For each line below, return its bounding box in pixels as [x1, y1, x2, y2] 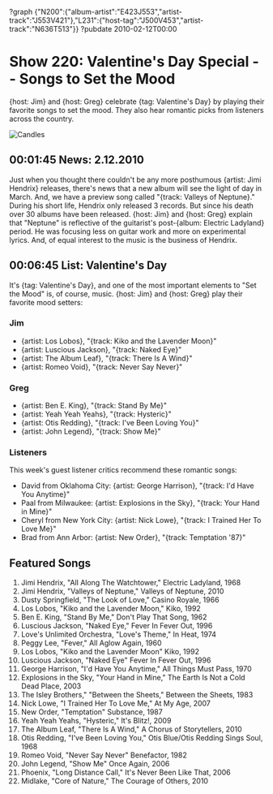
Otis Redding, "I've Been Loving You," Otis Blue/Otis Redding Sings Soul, [20, 733, 263, 743]
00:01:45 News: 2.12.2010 [9, 153, 144, 167]
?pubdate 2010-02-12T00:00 [80, 24, 177, 33]
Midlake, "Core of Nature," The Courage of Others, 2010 [20, 776, 209, 786]
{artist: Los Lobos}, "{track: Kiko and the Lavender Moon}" [20, 336, 217, 346]
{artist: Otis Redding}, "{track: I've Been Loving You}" [20, 418, 199, 428]
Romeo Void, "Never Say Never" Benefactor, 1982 [20, 750, 187, 760]
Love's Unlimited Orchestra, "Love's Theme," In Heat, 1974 [20, 629, 217, 640]
